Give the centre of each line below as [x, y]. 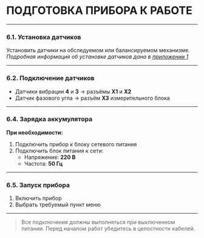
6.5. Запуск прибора [38, 185]
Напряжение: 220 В [50, 157]
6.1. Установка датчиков [44, 37]
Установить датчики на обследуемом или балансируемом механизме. [98, 50]
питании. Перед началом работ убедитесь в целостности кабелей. [108, 229]
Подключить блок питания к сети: [59, 151]
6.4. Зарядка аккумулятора [49, 119]
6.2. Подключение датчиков [51, 78]
